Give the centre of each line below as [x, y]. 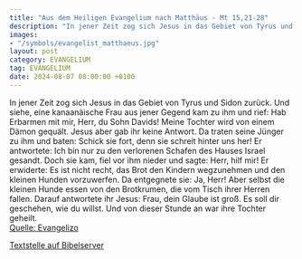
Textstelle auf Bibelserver [57, 245]
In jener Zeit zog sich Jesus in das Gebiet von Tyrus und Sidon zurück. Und [150, 102]
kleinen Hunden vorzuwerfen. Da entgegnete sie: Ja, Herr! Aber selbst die [147, 179]
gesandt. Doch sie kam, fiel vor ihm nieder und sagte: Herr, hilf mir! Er [139, 160]
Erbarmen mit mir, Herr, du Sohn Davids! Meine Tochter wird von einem [142, 121]
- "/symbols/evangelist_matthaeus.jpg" [85, 43]
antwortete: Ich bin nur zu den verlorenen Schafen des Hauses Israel [137, 150]
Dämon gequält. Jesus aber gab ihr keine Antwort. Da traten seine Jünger [147, 131]
